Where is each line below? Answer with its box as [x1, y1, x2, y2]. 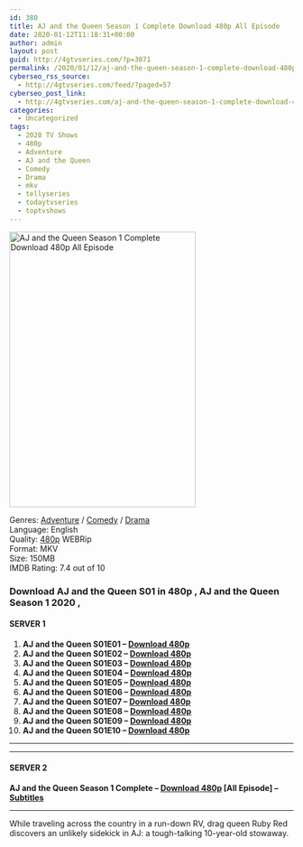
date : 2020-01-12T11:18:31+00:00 [9, 30, 135, 39]
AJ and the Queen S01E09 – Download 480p [22, 715, 192, 726]
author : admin [9, 38, 63, 48]
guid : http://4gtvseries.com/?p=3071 [9, 55, 151, 64]
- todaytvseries [17, 198, 78, 208]
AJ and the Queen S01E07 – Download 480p [22, 696, 191, 707]
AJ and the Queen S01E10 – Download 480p [22, 724, 190, 736]
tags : [9, 123, 30, 132]
